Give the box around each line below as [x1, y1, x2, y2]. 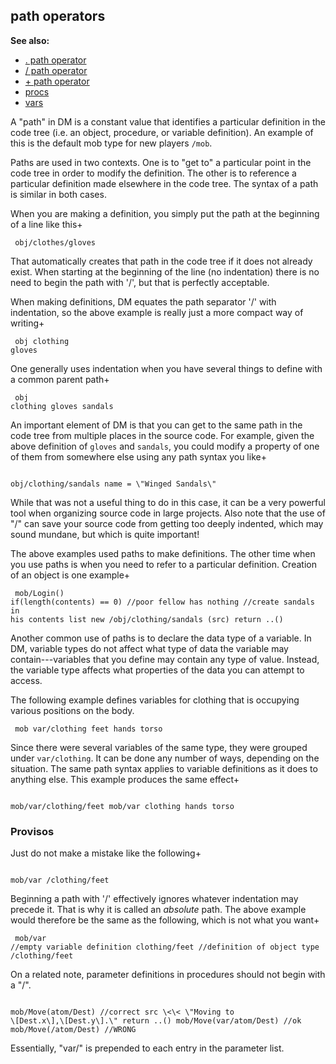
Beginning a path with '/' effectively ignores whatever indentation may [10, 893, 299, 905]
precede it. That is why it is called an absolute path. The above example [10, 904, 307, 916]
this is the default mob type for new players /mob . [10, 137, 213, 149]
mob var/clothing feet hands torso [14, 724, 163, 734]
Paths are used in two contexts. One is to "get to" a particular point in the [10, 156, 312, 168]
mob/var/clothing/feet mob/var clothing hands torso [10, 801, 235, 811]
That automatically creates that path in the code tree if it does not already [10, 255, 313, 267]
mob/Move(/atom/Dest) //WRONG [10, 1025, 137, 1035]
